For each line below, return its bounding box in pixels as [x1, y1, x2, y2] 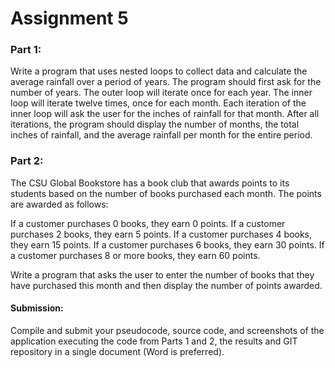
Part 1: [10, 43, 42, 57]
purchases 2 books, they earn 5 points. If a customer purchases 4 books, [10, 228, 313, 240]
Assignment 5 [10, 7, 129, 30]
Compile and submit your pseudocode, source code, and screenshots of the [10, 324, 325, 336]
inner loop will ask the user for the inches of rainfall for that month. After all [10, 108, 320, 120]
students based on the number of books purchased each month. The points [10, 187, 322, 199]
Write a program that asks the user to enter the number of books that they [10, 268, 315, 281]
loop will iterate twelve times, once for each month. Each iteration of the [10, 97, 307, 109]
